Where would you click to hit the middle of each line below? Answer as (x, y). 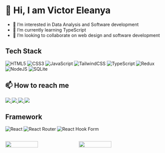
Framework (24, 117)
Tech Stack (23, 51)
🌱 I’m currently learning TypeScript (49, 29)
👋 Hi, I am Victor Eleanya (58, 10)
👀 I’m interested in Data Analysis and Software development (76, 24)
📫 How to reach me (37, 86)
